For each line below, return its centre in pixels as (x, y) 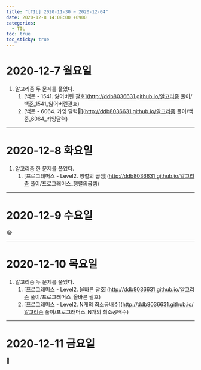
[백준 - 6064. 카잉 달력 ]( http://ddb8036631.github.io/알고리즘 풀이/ (106, 111)
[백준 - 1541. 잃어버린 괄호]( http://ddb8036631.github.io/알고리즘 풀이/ (108, 96)
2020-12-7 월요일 (49, 71)
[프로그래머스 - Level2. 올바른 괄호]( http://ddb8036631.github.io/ (102, 289)
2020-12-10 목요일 (52, 264)
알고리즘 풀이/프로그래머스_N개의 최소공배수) (76, 311)
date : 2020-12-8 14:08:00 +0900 (46, 17)
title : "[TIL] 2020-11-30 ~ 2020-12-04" (57, 12)
